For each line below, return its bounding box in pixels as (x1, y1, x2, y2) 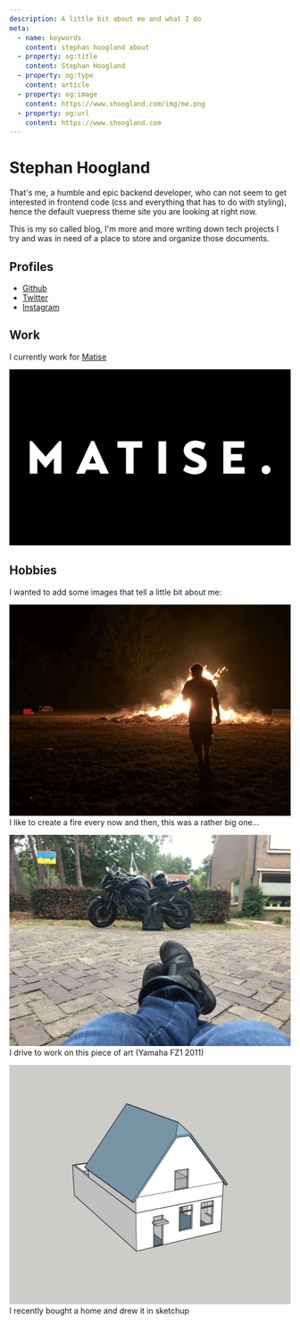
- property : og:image (17, 89, 98, 98)
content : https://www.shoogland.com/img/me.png (25, 99, 205, 108)
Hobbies (9, 563, 58, 578)
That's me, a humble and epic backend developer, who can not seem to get (9, 188, 287, 198)
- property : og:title (17, 52, 98, 62)
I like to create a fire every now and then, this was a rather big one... (9, 816, 260, 827)
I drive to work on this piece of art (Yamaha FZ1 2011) (9, 1047, 204, 1058)
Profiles (9, 259, 54, 274)
